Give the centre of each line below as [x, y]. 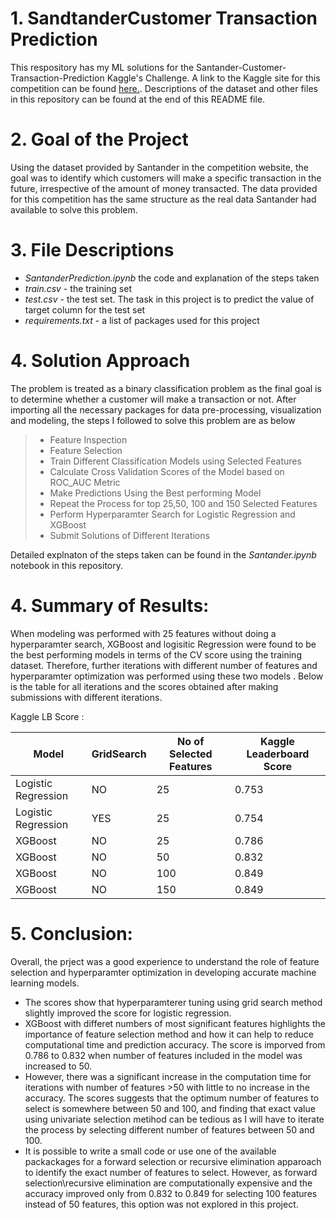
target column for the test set [85, 309]
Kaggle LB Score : [47, 716]
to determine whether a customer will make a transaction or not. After [153, 399]
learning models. [45, 983]
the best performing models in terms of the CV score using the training [156, 654]
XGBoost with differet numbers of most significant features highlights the [175, 1023]
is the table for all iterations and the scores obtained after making [144, 686]
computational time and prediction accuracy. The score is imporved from [175, 1044]
